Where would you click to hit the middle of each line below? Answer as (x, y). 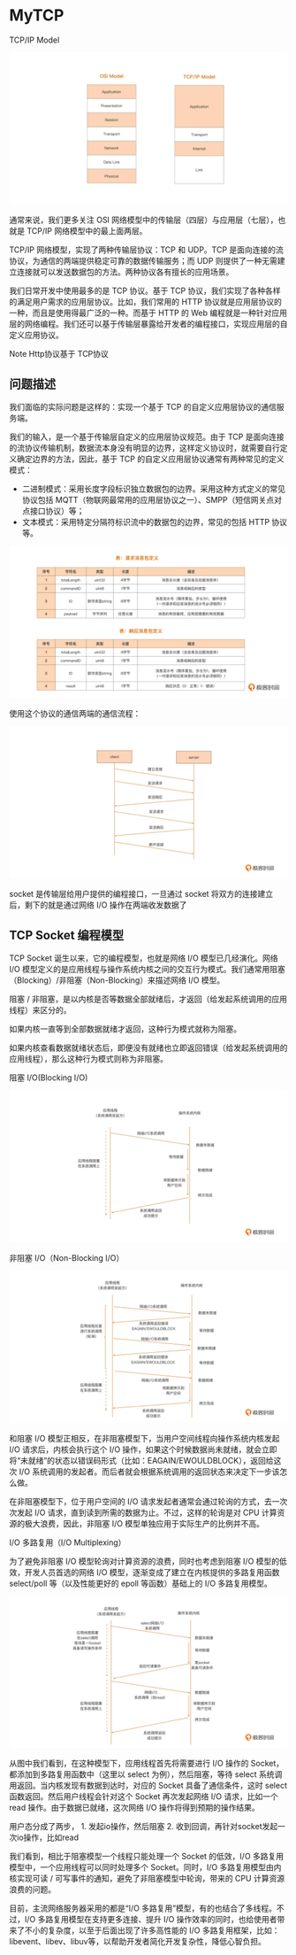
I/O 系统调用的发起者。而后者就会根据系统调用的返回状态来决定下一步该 (149, 1472)
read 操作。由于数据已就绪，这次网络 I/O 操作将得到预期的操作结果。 (135, 1808)
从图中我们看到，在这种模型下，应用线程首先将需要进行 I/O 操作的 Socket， (147, 1764)
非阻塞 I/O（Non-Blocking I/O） (67, 1258)
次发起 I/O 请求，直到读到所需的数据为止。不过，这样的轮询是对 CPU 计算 (143, 1512)
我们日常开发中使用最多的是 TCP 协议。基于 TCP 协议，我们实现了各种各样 (145, 290)
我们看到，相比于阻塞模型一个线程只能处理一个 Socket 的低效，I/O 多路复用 (147, 1857)
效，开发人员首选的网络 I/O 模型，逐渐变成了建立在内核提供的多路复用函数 (144, 1572)
